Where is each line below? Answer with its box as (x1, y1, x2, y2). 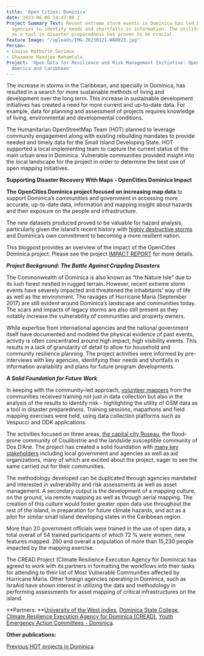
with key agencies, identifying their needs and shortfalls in (33, 356, 179, 364)
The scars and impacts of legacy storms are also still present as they (6, 306, 178, 313)
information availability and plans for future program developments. (6, 363, 175, 370)
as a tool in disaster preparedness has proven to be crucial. (12, 32, 175, 38)
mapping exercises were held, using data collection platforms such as (6, 412, 181, 419)
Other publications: (6, 631, 56, 638)
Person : (6, 43, 26, 49)
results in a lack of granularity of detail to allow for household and (6, 343, 171, 351)
